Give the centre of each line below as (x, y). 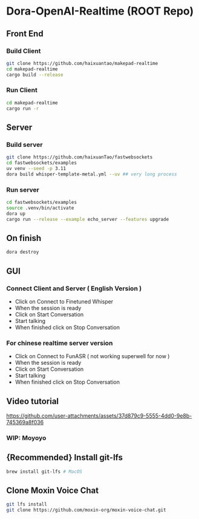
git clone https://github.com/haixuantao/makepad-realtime (82, 63)
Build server (24, 144)
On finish (24, 238)
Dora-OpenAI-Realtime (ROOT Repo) (100, 11)
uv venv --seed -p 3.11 (36, 168)
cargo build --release (35, 75)
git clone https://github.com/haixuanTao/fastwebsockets (80, 157)
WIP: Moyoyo (26, 438)
